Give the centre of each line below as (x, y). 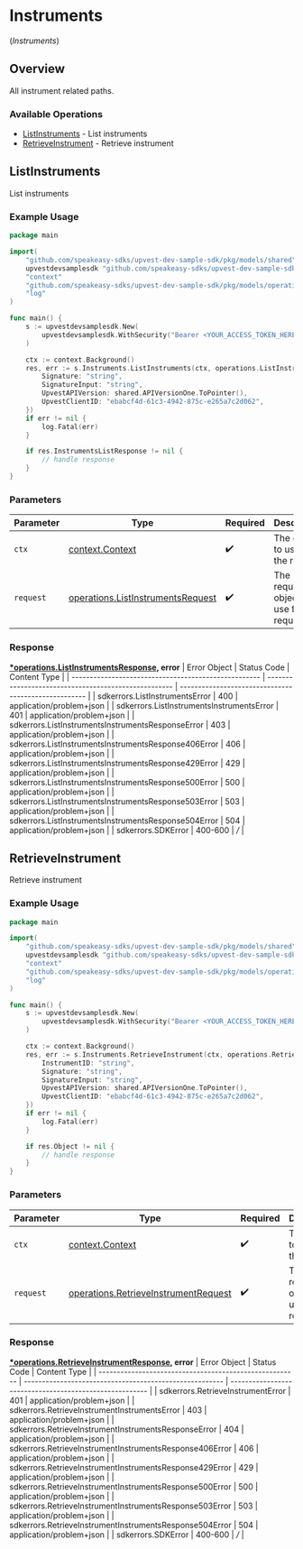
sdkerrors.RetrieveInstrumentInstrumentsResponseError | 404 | (127, 1429)
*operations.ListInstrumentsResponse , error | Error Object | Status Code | (150, 667)
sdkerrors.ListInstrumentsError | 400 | (168, 696)
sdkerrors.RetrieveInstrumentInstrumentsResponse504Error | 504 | (134, 1525)
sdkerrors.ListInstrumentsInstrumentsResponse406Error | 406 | (128, 744)
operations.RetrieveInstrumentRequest (150, 1293)
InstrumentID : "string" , (88, 1063)
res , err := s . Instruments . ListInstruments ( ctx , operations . (142, 368)
